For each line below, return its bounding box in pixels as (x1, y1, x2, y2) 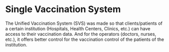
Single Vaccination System (5, 4, 121, 15)
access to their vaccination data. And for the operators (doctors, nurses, (5, 31, 156, 37)
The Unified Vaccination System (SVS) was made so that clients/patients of (5, 20, 163, 26)
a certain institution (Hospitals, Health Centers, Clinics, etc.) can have (5, 25, 151, 31)
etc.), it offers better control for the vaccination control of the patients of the (5, 36, 164, 42)
